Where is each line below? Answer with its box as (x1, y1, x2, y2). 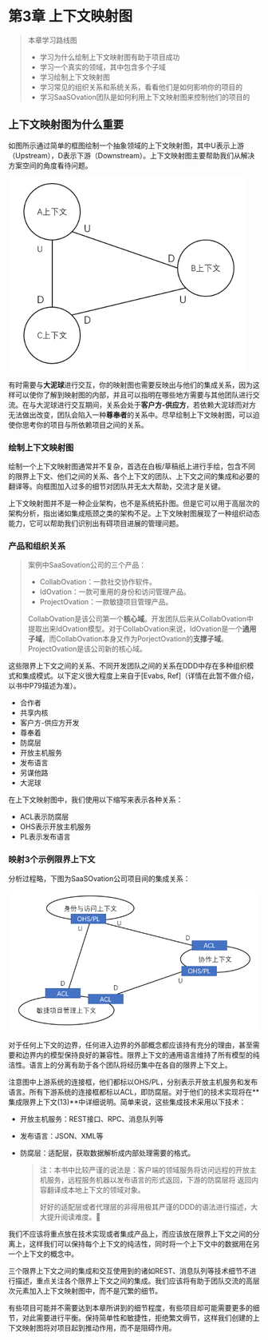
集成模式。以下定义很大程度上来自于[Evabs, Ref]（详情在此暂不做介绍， (22, 671, 258, 680)
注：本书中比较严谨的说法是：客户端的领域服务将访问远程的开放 (39, 1165, 250, 1175)
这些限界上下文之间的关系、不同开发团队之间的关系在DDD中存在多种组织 (8, 661, 247, 671)
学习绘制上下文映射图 (39, 72, 110, 82)
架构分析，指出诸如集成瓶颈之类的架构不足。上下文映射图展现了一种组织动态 (8, 508, 260, 518)
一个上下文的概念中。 (8, 1249, 78, 1259)
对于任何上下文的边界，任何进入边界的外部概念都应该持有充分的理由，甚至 (8, 1040, 253, 1050)
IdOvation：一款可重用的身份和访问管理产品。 (39, 587, 191, 596)
